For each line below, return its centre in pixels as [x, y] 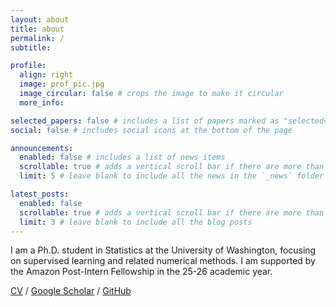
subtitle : [31, 47]
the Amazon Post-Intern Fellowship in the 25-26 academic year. [141, 272]
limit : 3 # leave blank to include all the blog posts [136, 222]
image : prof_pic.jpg [62, 84]
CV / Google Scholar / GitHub [71, 291]
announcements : [42, 148]
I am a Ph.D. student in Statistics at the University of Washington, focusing [163, 250]
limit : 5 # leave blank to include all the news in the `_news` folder [172, 176]
